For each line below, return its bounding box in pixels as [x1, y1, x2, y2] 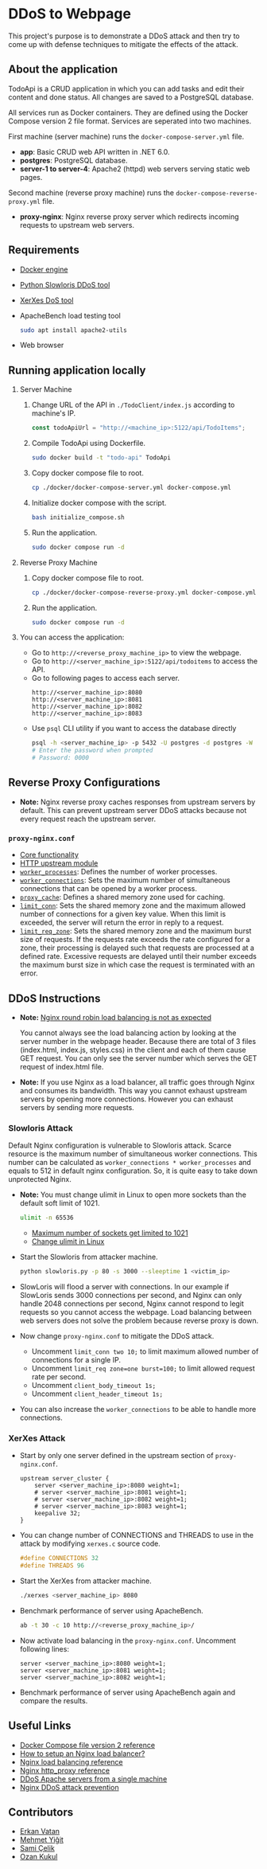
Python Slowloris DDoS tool [19, 280, 110, 289]
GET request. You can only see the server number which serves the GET [19, 1053, 257, 1063]
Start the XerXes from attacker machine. [19, 1576, 153, 1586]
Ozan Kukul [19, 1852, 58, 1862]
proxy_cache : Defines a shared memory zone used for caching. [19, 893, 226, 902]
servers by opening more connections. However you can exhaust [19, 1094, 234, 1104]
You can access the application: [19, 632, 125, 642]
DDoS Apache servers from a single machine [19, 1773, 168, 1784]
